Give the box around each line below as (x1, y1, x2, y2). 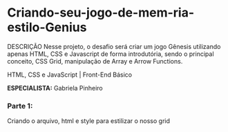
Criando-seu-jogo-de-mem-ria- (7, 5, 195, 21)
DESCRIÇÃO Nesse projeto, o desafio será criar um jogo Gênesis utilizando (7, 42, 221, 50)
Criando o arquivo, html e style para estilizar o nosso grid (7, 117, 171, 125)
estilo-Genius (7, 19, 87, 35)
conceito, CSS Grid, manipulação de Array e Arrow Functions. (7, 57, 183, 65)
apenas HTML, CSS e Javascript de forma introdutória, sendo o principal (7, 50, 214, 58)
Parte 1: (7, 101, 33, 111)
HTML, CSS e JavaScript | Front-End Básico (7, 70, 133, 79)
